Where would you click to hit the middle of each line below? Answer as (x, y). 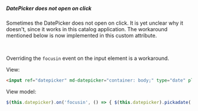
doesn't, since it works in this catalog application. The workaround (87, 29)
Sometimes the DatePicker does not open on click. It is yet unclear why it (95, 23)
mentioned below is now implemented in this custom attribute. (82, 35)
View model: (21, 92)
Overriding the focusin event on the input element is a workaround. (88, 58)
